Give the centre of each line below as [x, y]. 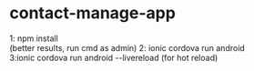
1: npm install [34, 38]
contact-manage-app [92, 13]
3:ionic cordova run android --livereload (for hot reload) [114, 57]
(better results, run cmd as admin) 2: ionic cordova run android [127, 47]
